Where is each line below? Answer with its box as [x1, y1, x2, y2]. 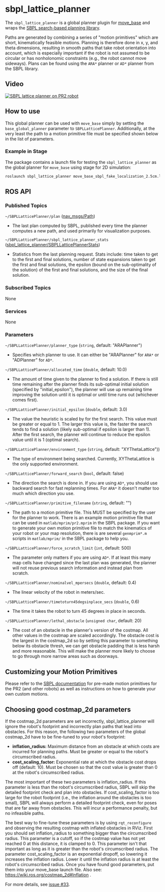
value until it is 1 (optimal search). [12, 437, 80, 443]
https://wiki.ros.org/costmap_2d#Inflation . [5, 872, 91, 878]
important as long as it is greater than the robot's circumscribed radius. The [5, 845, 158, 852]
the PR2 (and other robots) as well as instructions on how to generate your [5, 686, 156, 692]
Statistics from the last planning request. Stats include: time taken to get [12, 251, 158, 257]
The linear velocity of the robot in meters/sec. [12, 589, 105, 595]
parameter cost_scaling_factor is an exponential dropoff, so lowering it [5, 851, 147, 857]
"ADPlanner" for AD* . [12, 357, 54, 363]
